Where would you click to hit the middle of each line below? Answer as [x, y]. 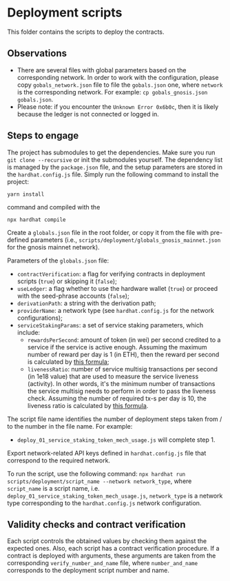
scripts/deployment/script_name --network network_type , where [100, 481]
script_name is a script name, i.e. [53, 488]
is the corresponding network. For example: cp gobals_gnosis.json [112, 92]
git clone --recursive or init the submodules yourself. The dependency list [115, 159]
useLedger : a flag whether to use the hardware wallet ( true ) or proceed [117, 288]
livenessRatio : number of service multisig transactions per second [123, 369]
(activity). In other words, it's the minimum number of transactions [121, 383]
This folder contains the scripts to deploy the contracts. [86, 32]
